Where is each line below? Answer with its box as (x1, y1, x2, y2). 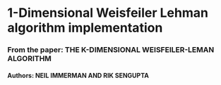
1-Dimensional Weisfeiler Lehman (7, 5, 208, 21)
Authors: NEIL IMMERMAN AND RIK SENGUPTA (7, 71, 150, 79)
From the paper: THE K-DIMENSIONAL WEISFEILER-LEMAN (7, 45, 215, 55)
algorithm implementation (7, 20, 163, 36)
